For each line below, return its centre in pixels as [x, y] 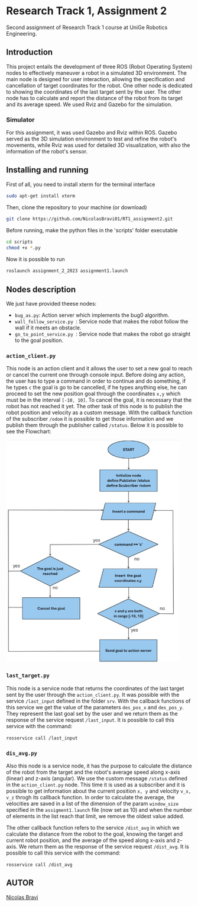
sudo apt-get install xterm [41, 196]
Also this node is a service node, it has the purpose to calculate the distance [99, 766]
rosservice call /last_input [42, 738]
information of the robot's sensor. [47, 152]
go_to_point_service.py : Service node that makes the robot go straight [103, 334]
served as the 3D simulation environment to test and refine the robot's [92, 139]
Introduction [30, 52]
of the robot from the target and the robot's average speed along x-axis [93, 772]
